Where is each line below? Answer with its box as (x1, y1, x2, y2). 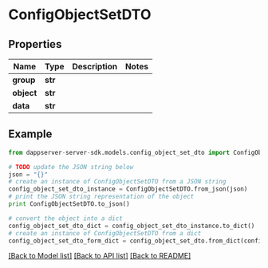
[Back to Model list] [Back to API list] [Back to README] (8, 251, 191, 261)
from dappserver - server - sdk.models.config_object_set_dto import (8, 148, 230, 156)
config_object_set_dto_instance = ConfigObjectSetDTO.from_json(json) (8, 185, 248, 193)
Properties (8, 37, 62, 51)
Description (71, 61, 118, 72)
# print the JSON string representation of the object (8, 193, 195, 201)
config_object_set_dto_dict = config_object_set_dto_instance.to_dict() (8, 222, 255, 230)
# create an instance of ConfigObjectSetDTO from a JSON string (8, 178, 227, 186)
